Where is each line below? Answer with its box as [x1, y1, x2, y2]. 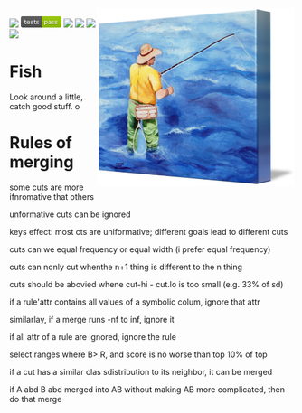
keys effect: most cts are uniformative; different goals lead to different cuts [9, 226, 288, 237]
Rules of [9, 133, 72, 154]
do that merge [9, 393, 62, 404]
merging [9, 152, 74, 173]
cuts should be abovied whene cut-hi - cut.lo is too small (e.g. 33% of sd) [9, 278, 284, 289]
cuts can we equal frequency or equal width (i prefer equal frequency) [9, 243, 271, 255]
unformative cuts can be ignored [9, 209, 131, 220]
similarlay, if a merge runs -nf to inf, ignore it [9, 314, 175, 324]
